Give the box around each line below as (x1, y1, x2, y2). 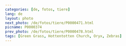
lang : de (5, 11, 23, 16)
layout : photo (5, 16, 34, 21)
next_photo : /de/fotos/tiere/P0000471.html (5, 20, 94, 25)
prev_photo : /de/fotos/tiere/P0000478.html (5, 29, 94, 34)
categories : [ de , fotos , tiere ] (5, 7, 70, 12)
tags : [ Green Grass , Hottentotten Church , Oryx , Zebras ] (5, 34, 122, 39)
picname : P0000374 (5, 25, 42, 30)
